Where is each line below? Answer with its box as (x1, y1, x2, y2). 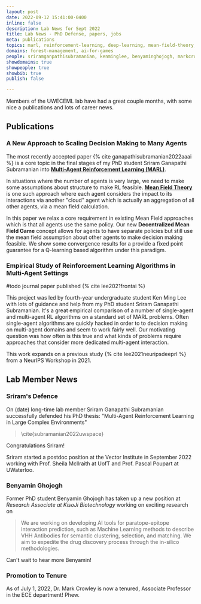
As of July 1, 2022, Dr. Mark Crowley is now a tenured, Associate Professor (6, 585, 191, 592)
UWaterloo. (6, 466, 34, 473)
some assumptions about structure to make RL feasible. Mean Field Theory (6, 184, 193, 191)
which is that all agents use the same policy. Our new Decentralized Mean (6, 220, 190, 228)
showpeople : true (6, 64, 50, 71)
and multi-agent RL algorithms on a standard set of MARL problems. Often (6, 313, 190, 321)
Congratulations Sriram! (6, 442, 65, 449)
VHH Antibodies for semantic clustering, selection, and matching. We (20, 532, 191, 539)
